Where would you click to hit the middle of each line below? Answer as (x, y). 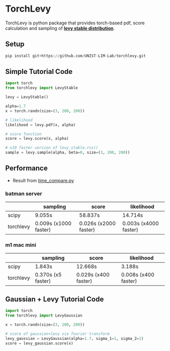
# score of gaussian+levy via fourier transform (57, 334)
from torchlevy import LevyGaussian (44, 316)
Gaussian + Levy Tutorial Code (55, 299)
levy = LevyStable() (27, 97)
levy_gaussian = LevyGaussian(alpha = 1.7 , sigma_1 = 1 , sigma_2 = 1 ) (74, 338)
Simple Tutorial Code (39, 72)
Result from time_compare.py (43, 180)
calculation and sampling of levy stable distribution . (60, 28)
